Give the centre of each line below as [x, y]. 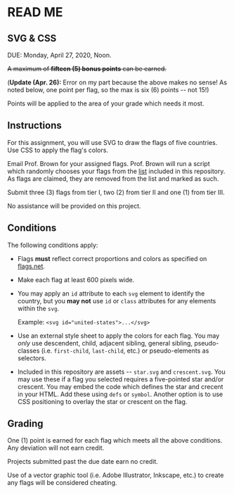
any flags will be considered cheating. [62, 483]
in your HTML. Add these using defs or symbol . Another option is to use [120, 394]
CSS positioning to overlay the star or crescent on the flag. [102, 401]
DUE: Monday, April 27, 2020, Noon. [59, 55]
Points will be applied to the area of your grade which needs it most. [106, 103]
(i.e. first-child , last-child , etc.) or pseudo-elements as [125, 350]
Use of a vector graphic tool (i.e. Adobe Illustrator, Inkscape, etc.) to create [116, 475]
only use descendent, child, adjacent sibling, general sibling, [105, 343]
